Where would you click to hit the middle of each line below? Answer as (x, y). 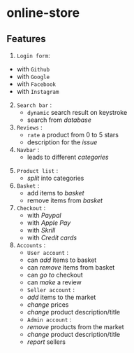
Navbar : (28, 150)
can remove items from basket (71, 267)
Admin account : (49, 319)
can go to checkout (55, 275)
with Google (33, 76)
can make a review (54, 282)
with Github (33, 69)
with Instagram (38, 91)
